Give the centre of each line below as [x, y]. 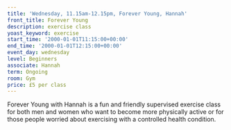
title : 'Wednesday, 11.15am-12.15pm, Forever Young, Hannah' [97, 14]
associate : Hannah [34, 65]
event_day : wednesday [38, 53]
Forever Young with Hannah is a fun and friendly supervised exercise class [114, 104]
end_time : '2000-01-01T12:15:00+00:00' [65, 46]
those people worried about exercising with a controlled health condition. [112, 120]
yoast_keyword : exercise [43, 33]
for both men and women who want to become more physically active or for [115, 112]
